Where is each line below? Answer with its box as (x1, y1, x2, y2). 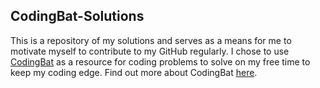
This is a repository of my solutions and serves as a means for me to (10, 34, 292, 46)
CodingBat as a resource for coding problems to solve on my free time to (10, 55, 311, 68)
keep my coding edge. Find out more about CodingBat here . (10, 66, 258, 78)
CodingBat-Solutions (10, 8, 145, 25)
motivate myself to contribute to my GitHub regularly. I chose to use (10, 45, 290, 57)
